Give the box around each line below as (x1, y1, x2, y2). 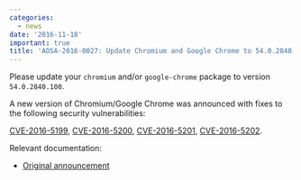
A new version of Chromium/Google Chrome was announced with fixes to (9, 98, 283, 109)
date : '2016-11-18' (9, 30, 83, 39)
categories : (9, 13, 54, 22)
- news (17, 22, 42, 31)
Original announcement (22, 160, 110, 171)
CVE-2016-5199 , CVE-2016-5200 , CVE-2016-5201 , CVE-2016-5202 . (9, 125, 263, 136)
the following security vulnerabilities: (9, 108, 146, 119)
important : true (9, 38, 70, 48)
